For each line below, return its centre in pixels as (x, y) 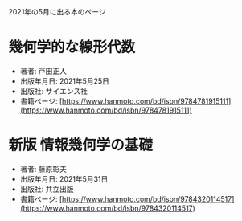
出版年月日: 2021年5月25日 (65, 81)
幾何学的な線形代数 (72, 47)
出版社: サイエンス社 (54, 91)
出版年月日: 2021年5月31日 (64, 178)
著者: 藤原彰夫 (43, 169)
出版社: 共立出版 (47, 189)
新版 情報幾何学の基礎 (80, 145)
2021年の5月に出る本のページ (57, 12)
